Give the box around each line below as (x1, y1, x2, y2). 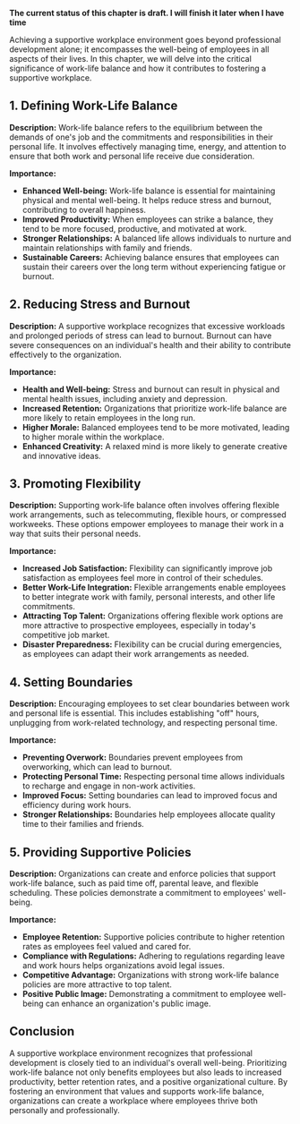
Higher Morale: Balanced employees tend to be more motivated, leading (21, 421, 290, 432)
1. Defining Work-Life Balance (9, 98, 178, 114)
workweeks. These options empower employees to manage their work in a (9, 519, 285, 530)
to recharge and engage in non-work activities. (21, 780, 196, 791)
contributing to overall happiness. (21, 204, 146, 215)
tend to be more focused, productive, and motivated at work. (21, 223, 247, 234)
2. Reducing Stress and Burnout (9, 297, 191, 312)
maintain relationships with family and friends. (21, 242, 193, 253)
